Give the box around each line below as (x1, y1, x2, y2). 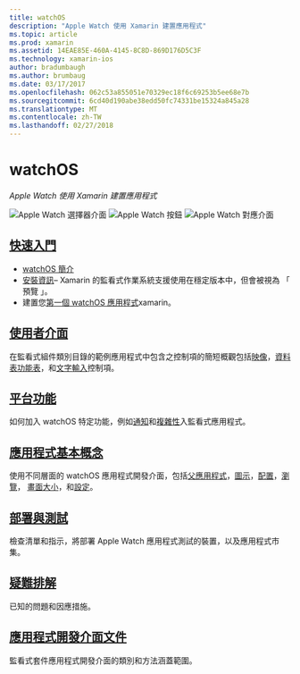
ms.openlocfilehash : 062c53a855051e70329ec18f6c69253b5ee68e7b (9, 88, 250, 97)
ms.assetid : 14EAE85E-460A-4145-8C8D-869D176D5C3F (9, 46, 202, 55)
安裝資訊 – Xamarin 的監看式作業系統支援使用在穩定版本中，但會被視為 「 (21, 274, 290, 285)
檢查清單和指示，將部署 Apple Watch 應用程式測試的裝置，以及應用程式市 (9, 535, 279, 546)
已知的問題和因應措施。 (9, 601, 96, 611)
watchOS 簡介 (21, 263, 74, 274)
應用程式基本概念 (9, 444, 104, 460)
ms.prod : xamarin (9, 38, 74, 47)
